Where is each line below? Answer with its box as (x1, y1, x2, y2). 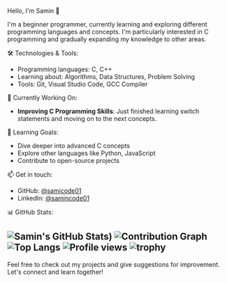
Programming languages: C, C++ (17, 65, 112, 73)
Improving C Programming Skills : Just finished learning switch (17, 107, 200, 115)
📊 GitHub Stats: (7, 208, 54, 216)
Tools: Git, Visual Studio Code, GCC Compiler (17, 80, 148, 88)
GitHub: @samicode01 (17, 187, 82, 195)
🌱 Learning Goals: (7, 128, 59, 136)
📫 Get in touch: (7, 170, 53, 178)
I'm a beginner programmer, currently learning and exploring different (7, 20, 207, 28)
